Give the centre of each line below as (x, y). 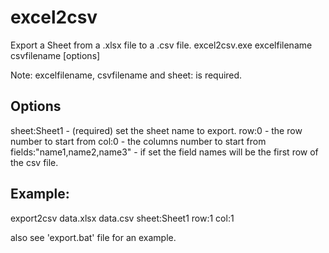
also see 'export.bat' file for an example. (93, 237)
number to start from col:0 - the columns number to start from (138, 141)
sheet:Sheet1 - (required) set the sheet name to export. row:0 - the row (156, 130)
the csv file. (34, 162)
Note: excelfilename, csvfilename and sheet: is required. (126, 75)
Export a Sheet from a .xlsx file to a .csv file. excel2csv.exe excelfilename (161, 45)
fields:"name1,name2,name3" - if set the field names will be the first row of (164, 152)
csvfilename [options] (55, 55)
